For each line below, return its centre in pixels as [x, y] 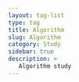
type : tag [24, 23]
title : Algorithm [36, 30]
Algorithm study [45, 66]
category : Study [34, 45]
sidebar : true [31, 52]
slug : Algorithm [34, 37]
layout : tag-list [36, 15]
